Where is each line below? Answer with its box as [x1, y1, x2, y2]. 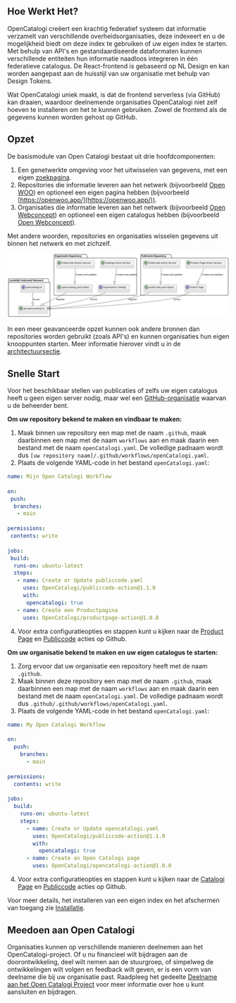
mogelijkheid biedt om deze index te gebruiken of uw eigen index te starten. [7, 39, 228, 48]
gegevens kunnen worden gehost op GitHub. [7, 113, 137, 121]
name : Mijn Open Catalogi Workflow [7, 473, 112, 480]
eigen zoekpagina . [17, 173, 72, 182]
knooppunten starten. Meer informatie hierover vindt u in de [7, 339, 181, 348]
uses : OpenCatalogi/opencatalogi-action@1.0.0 [32, 862, 172, 869]
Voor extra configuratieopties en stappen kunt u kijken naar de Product [17, 627, 224, 635]
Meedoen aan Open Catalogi [7, 924, 135, 936]
